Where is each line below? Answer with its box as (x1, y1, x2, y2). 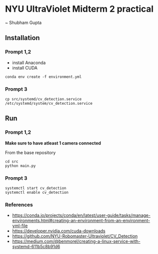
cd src (5, 159, 19, 164)
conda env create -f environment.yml (5, 74, 82, 79)
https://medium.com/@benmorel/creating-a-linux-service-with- (12, 238, 140, 244)
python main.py (5, 163, 36, 168)
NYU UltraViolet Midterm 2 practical (5, 3, 154, 15)
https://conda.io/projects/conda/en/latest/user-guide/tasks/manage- (12, 212, 151, 218)
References (5, 201, 33, 208)
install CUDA (12, 65, 38, 70)
